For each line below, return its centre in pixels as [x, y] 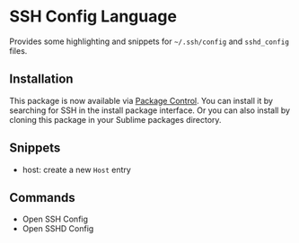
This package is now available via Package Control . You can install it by [141, 100]
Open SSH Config [55, 219]
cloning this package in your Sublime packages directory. [115, 119]
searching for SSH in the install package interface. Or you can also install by [149, 110]
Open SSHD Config [58, 229]
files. [18, 50]
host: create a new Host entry [77, 169]
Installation [41, 79]
